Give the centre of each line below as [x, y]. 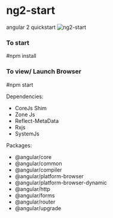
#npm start [20, 84]
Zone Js [25, 114]
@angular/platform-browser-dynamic [61, 182]
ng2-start [31, 11]
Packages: [19, 145]
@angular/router [35, 202]
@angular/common [38, 163]
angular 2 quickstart [31, 27]
